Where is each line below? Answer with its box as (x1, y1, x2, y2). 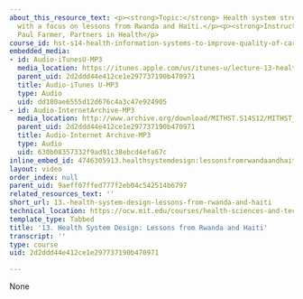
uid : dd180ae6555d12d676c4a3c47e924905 (17, 97, 168, 107)
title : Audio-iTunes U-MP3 (17, 80, 119, 89)
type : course (9, 240, 59, 249)
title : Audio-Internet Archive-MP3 (17, 131, 151, 140)
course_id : (9, 38, 50, 48)
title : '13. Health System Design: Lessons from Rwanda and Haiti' (9, 223, 269, 232)
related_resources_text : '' (9, 190, 115, 199)
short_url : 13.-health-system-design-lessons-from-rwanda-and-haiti (9, 198, 272, 208)
